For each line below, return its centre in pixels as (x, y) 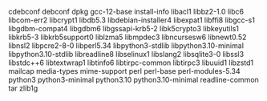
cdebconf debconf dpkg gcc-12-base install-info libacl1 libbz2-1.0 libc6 (126, 12)
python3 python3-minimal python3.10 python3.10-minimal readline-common (133, 80)
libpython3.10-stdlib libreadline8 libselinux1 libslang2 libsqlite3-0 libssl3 (126, 54)
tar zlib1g (23, 88)
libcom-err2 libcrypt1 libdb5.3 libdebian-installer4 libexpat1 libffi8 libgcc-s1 (131, 20)
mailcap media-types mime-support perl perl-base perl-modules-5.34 (124, 71)
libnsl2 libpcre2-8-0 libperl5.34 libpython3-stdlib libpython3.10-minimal (126, 46)
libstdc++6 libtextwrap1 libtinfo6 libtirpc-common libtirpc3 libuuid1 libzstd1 (131, 63)
